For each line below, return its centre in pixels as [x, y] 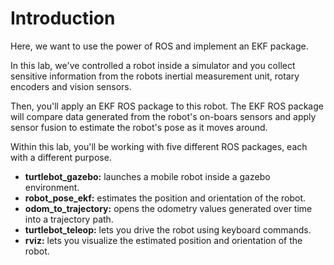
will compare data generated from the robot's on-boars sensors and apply [163, 116]
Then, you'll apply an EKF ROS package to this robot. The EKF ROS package [167, 106]
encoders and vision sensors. [71, 86]
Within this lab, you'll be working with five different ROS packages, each [159, 146]
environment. [52, 187]
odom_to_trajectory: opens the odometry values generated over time [168, 208]
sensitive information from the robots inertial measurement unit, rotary [155, 76]
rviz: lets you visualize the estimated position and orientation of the [163, 240]
